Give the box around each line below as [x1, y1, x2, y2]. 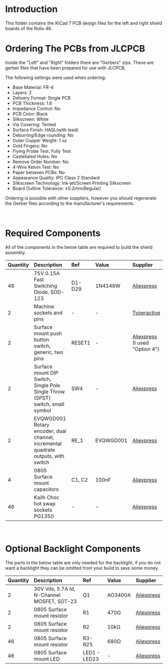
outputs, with [33, 452, 65, 459]
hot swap [33, 500, 56, 507]
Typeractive [132, 309, 160, 316]
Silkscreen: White [12, 116, 49, 122]
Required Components [5, 228, 101, 239]
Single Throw [33, 388, 65, 395]
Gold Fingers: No [12, 143, 47, 149]
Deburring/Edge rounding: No [12, 132, 74, 138]
